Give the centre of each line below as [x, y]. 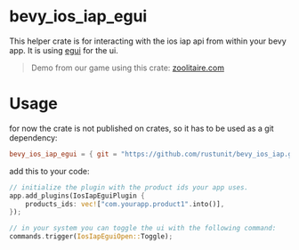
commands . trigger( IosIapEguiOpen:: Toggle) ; [91, 237]
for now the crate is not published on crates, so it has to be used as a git [141, 128]
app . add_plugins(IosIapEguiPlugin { [77, 196]
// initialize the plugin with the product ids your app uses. [129, 187]
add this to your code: [49, 171]
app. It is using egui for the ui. [64, 50]
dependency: [33, 137]
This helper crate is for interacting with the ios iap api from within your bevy [148, 41]
